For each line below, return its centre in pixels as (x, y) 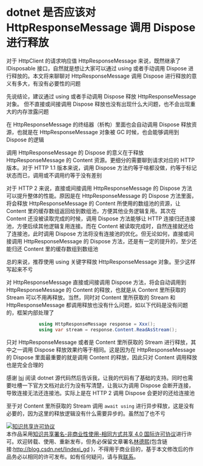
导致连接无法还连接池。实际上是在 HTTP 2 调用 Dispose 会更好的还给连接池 (101, 393)
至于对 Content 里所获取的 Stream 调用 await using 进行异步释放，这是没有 (100, 406)
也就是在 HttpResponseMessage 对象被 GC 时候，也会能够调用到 (98, 132)
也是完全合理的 (25, 365)
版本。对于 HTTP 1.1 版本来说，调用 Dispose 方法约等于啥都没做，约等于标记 (101, 167)
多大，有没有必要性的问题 (48, 83)
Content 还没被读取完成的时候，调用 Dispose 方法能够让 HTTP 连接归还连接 (101, 218)
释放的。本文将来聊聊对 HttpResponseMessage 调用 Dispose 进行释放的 (101, 76)
